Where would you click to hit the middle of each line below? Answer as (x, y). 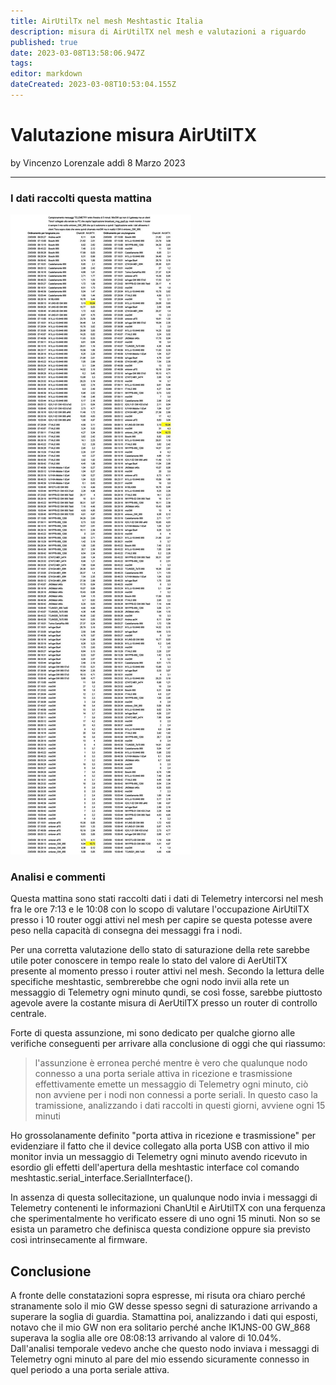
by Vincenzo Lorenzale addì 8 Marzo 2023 (98, 162)
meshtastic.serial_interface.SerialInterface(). (101, 1178)
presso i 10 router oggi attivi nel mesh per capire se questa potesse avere (161, 920)
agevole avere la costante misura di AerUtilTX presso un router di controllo (164, 1003)
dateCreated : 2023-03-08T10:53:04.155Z (93, 85)
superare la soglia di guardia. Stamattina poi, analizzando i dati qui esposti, (164, 1317)
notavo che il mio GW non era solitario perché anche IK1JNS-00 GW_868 (160, 1327)
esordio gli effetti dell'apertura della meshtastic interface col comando (155, 1167)
